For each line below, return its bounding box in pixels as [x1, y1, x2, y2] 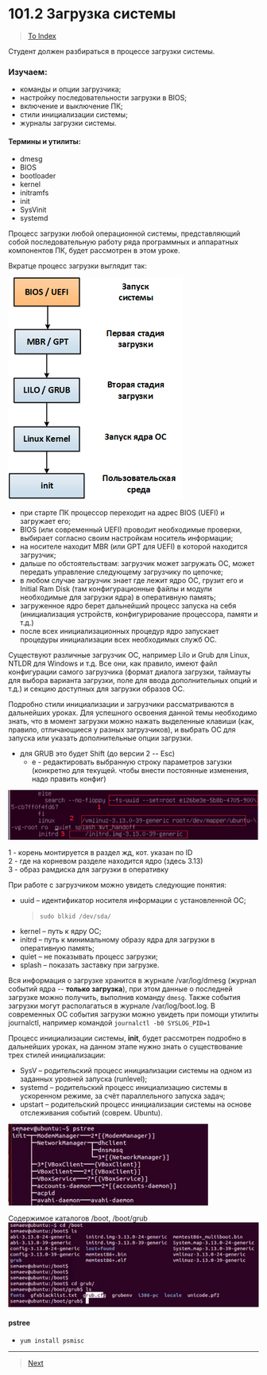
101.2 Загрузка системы [8, 5, 176, 23]
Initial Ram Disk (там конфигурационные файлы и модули [19, 584, 213, 594]
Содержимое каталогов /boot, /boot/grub [8, 1213, 149, 1223]
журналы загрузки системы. [19, 119, 117, 128]
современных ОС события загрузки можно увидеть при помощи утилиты [8, 1010, 259, 1019]
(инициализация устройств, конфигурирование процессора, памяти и [19, 610, 258, 619]
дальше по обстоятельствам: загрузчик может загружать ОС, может [19, 559, 255, 568]
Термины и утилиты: [8, 136, 81, 146]
